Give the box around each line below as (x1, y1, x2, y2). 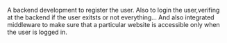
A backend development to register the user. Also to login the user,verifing (7, 6, 220, 14)
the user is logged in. (7, 28, 68, 36)
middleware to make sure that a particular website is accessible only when (7, 21, 220, 28)
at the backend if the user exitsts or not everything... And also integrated (7, 13, 215, 21)
